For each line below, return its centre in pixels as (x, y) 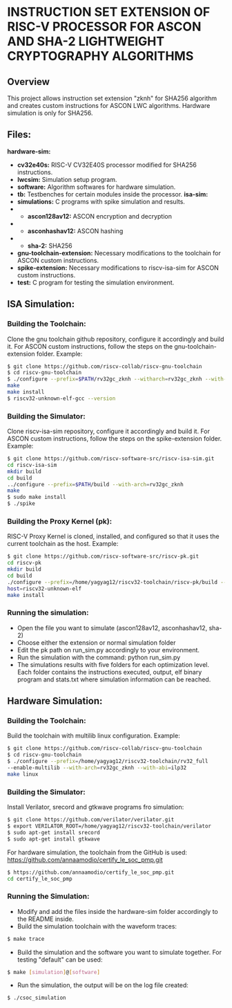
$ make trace (26, 939)
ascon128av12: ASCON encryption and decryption (100, 216)
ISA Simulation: (41, 304)
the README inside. (46, 919)
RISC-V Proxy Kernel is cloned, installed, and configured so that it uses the (113, 536)
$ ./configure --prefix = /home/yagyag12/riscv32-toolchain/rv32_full (108, 762)
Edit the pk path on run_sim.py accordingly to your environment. (108, 650)
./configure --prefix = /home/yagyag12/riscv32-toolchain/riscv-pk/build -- (117, 582)
